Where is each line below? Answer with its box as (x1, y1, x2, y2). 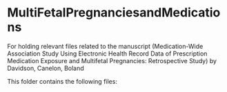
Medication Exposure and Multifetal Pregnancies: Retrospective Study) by (7, 56, 217, 65)
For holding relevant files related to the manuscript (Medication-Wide (7, 42, 204, 50)
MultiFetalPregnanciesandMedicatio (7, 5, 221, 21)
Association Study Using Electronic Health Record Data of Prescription (7, 49, 208, 58)
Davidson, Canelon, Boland (7, 64, 84, 72)
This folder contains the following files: (7, 77, 117, 85)
